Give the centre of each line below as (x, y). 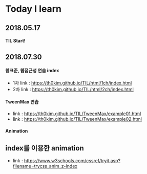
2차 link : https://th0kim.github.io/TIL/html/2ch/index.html (73, 89)
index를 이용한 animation (45, 148)
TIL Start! (15, 41)
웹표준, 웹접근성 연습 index (32, 71)
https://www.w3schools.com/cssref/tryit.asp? (72, 161)
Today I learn (33, 9)
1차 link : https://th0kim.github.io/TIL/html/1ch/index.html (72, 83)
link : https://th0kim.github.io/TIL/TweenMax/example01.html (77, 114)
